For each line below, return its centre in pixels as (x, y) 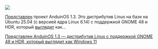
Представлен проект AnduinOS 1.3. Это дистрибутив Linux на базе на (77, 17)
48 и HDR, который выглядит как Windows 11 (51, 41)
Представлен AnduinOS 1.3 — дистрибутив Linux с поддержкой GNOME (79, 36)
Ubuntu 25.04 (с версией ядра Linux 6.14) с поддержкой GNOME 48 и (76, 22)
